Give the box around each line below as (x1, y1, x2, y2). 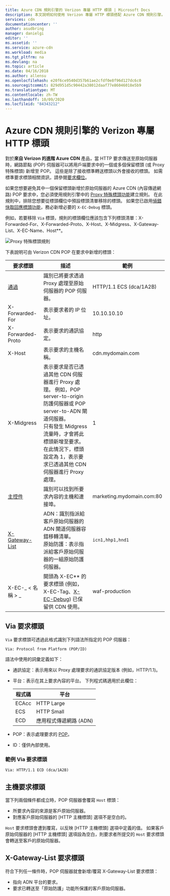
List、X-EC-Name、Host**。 (5, 227, 66, 233)
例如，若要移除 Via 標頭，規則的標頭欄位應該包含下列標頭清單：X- (5, 215, 144, 221)
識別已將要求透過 (43, 272, 84, 279)
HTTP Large (36, 699, 65, 707)
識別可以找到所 (43, 486, 79, 493)
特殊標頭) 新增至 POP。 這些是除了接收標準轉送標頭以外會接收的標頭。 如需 (5, 168, 163, 174)
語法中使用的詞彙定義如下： (5, 656, 63, 662)
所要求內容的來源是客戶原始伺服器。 (12, 807, 89, 813)
